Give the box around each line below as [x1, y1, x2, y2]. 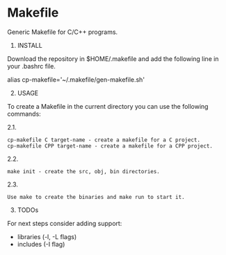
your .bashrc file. [7, 62, 56, 70]
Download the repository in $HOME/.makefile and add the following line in [7, 54, 219, 63]
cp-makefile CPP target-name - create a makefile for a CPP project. [7, 142, 213, 150]
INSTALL [17, 41, 43, 49]
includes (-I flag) [17, 240, 65, 248]
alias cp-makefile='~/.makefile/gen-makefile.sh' [7, 75, 145, 84]
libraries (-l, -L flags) [17, 232, 77, 240]
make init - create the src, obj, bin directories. [7, 168, 160, 175]
